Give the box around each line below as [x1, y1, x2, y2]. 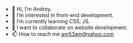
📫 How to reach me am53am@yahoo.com [11, 31, 114, 37]
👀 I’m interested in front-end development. [11, 12, 114, 19]
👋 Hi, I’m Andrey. [11, 6, 52, 12]
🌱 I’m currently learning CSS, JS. [11, 18, 90, 24]
